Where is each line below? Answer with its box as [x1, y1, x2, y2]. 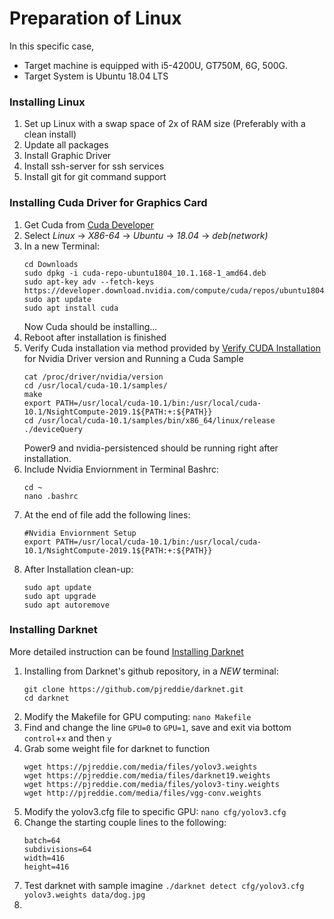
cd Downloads [23, 259, 79, 269]
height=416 [23, 862, 70, 872]
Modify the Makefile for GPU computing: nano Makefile [23, 710, 252, 722]
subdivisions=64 [23, 844, 92, 854]
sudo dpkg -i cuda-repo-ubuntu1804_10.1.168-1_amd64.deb [23, 268, 267, 278]
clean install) [23, 128, 77, 141]
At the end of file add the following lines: [23, 508, 191, 521]
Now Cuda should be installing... [23, 320, 158, 332]
